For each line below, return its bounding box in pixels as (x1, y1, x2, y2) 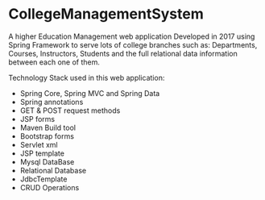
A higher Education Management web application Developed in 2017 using (8, 31, 255, 41)
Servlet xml (19, 140, 58, 149)
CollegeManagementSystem (8, 5, 204, 23)
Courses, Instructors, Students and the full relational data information (8, 48, 238, 58)
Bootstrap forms (19, 131, 75, 141)
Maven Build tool (19, 123, 77, 132)
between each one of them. (8, 57, 101, 67)
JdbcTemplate (19, 174, 68, 184)
